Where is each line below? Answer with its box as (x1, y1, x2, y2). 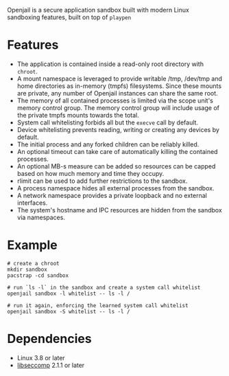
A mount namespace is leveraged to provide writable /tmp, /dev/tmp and (16, 74, 223, 82)
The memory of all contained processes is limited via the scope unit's (16, 96, 214, 104)
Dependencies (7, 331, 92, 346)
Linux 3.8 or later (16, 353, 65, 362)
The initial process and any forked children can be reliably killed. (16, 140, 200, 148)
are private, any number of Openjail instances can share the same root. (16, 89, 218, 97)
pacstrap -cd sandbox (7, 272, 69, 279)
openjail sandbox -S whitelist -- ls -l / (7, 308, 130, 315)
